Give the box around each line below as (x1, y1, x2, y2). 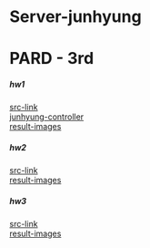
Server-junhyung (9, 6, 143, 27)
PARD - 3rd (9, 48, 95, 69)
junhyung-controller (9, 111, 85, 122)
